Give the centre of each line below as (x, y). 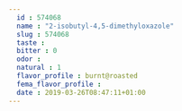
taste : (31, 43)
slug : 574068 (43, 34)
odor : (29, 59)
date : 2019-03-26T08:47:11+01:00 (81, 92)
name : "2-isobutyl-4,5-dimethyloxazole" (96, 26)
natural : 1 (39, 68)
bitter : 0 (37, 51)
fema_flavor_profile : (59, 84)
